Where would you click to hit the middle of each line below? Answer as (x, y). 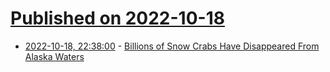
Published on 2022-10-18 (117, 18)
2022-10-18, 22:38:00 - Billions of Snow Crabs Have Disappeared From (172, 46)
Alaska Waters (54, 56)
